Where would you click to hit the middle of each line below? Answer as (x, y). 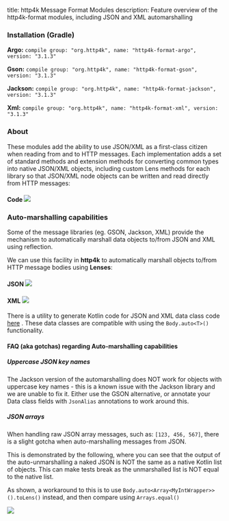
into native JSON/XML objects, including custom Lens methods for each (109, 168)
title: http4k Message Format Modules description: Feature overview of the (112, 10)
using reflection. (30, 247)
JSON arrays (26, 417)
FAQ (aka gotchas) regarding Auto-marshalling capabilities (93, 346)
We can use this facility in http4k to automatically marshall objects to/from (112, 260)
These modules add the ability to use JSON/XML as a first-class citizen (107, 146)
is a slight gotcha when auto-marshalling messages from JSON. (97, 441)
